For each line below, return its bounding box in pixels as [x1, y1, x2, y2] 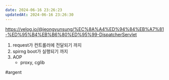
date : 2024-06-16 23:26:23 [5, 7, 62, 13]
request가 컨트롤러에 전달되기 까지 [12, 42, 82, 48]
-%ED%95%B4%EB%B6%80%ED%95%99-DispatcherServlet [5, 31, 137, 37]
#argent [5, 69, 22, 75]
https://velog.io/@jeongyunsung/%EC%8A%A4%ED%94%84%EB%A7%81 [5, 26, 164, 32]
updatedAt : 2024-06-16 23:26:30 [5, 12, 74, 17]
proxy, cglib [20, 59, 45, 65]
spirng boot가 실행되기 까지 [12, 48, 69, 54]
